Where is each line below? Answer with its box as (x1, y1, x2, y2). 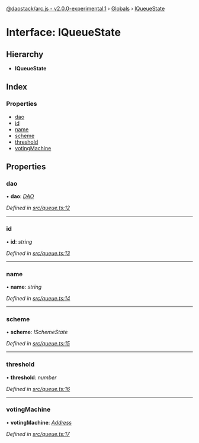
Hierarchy (6, 49, 44, 59)
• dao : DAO (6, 193, 34, 200)
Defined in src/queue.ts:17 (6, 430, 70, 437)
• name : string (6, 283, 42, 290)
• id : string (6, 238, 33, 245)
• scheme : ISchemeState (6, 328, 68, 336)
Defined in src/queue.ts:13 (6, 250, 70, 257)
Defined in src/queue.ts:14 (6, 295, 70, 302)
